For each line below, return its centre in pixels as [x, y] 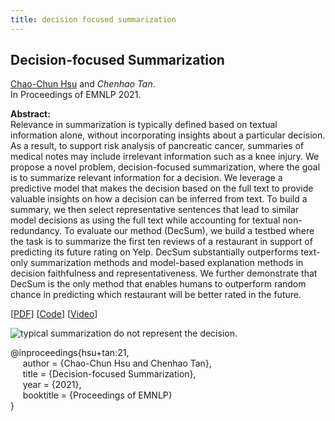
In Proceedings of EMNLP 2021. [76, 95]
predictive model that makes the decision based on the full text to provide [162, 188]
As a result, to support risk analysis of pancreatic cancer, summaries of [157, 146]
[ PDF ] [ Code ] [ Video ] [54, 314]
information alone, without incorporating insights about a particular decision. [168, 135]
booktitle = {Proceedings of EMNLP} [97, 395]
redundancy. [36, 231]
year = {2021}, [52, 385]
